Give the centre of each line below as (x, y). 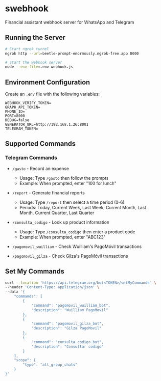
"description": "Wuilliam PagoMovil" (70, 310)
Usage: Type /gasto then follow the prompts (64, 178)
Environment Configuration (47, 82)
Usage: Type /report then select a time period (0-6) (72, 202)
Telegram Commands (31, 158)
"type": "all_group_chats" (50, 365)
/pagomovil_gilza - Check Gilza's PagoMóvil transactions (70, 256)
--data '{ (15, 292)
